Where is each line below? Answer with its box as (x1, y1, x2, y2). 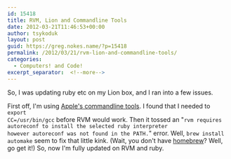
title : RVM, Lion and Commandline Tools (7, 17, 128, 24)
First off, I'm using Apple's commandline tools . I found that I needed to (7, 102, 211, 110)
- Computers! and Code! (13, 62, 83, 69)
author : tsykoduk (7, 29, 58, 37)
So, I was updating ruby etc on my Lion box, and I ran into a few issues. (7, 88, 213, 97)
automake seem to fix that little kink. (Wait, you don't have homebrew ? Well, (7, 136, 223, 144)
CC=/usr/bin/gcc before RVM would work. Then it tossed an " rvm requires (7, 115, 223, 123)
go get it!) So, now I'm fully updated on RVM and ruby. (7, 144, 164, 152)
